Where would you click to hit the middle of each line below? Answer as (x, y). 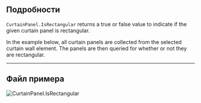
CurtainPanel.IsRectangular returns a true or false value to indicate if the (97, 24)
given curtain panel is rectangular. (48, 30)
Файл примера (35, 79)
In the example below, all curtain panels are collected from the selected (94, 42)
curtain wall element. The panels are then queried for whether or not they (97, 48)
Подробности (33, 10)
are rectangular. (26, 54)
